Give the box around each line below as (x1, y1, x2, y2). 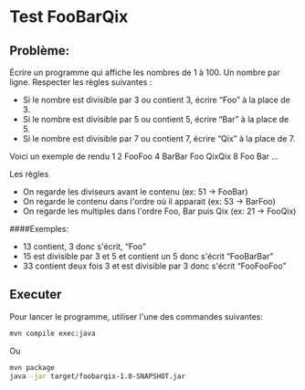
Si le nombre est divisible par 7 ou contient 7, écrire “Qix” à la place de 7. (22, 133, 296, 143)
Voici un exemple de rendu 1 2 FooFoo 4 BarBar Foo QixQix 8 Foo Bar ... (9, 151, 279, 162)
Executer (9, 287, 62, 302)
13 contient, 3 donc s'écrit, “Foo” (22, 241, 146, 252)
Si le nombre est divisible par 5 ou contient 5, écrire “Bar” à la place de (22, 114, 289, 124)
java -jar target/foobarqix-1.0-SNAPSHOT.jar (9, 372, 185, 381)
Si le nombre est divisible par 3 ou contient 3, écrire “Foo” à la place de (22, 94, 290, 105)
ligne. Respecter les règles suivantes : (9, 77, 152, 88)
